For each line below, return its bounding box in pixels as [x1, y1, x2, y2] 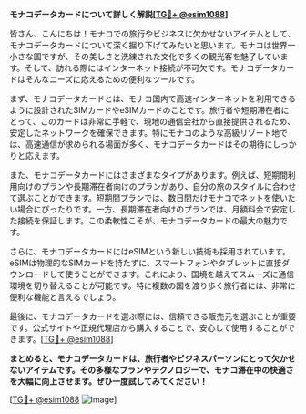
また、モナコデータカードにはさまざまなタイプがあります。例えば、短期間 [9, 170, 289, 181]
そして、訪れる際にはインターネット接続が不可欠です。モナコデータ [24, 63, 280, 73]
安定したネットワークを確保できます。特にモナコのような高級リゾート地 [9, 128, 280, 138]
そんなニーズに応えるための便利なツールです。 [25, 74, 200, 85]
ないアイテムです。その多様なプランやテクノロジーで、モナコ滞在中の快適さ [9, 365, 294, 375]
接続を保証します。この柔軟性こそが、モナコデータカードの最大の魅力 [16, 215, 280, 226]
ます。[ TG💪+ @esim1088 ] [16, 334, 114, 345]
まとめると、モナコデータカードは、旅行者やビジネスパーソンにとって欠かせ [9, 353, 296, 364]
